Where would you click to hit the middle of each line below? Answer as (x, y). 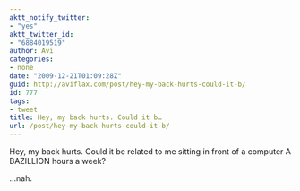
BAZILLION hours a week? (57, 161)
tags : (19, 101)
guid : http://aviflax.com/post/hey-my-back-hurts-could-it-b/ (128, 84)
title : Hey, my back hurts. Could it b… (86, 117)
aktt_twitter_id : (42, 34)
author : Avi (31, 51)
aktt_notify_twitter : (50, 17)
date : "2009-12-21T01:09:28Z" (66, 76)
